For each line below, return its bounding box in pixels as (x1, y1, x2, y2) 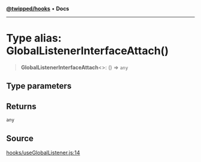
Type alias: (6, 32, 62, 45)
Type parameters (6, 81, 72, 91)
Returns (6, 101, 37, 111)
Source (6, 133, 34, 144)
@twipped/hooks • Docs (6, 5, 69, 12)
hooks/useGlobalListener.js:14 (6, 149, 80, 156)
